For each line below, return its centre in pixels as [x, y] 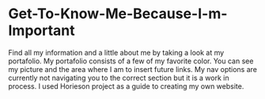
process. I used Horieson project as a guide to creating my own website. [126, 86]
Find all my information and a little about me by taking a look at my [116, 52]
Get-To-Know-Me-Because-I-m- [118, 14]
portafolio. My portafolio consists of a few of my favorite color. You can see [131, 61]
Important [42, 30]
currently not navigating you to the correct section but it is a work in [119, 78]
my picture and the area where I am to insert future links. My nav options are [133, 69]
